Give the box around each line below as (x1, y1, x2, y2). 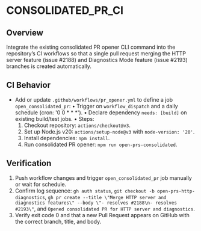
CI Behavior (6, 80, 51, 90)
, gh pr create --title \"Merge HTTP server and (45, 193, 167, 200)
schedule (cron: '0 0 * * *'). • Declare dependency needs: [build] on (14, 109, 188, 116)
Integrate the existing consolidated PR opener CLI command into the (6, 43, 176, 51)
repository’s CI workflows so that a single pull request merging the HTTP (6, 50, 187, 57)
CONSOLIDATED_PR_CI (6, 4, 124, 17)
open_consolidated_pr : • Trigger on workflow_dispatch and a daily (14, 102, 179, 109)
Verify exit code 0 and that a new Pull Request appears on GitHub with (14, 211, 190, 218)
